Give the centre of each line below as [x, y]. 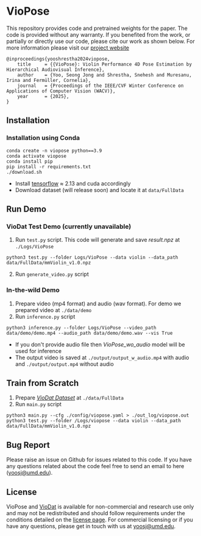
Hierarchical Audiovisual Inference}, [55, 69]
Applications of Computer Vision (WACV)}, [61, 91]
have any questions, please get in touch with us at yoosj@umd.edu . [91, 526]
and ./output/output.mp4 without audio [64, 364]
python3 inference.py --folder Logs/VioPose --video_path [81, 328]
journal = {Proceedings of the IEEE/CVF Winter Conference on [100, 86]
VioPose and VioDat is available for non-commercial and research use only [100, 507]
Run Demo [26, 209]
